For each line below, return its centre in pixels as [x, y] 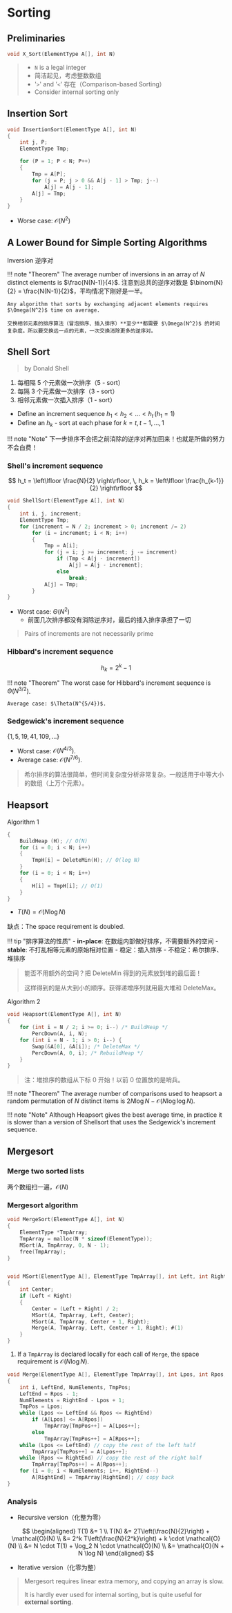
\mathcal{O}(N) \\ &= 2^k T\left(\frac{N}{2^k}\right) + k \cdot [98, 1538]
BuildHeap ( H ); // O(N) [54, 841]
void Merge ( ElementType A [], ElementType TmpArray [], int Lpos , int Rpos [116, 1375]
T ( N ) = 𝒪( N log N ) [41, 912]
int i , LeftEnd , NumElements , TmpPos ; [75, 1387]
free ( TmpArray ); [43, 1252]
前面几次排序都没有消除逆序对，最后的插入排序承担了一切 [109, 620]
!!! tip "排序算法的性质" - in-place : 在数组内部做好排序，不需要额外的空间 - [113, 941]
